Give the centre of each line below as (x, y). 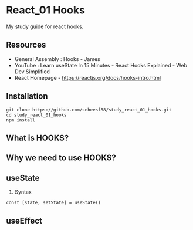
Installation (27, 97)
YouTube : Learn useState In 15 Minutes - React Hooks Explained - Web (101, 65)
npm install (21, 120)
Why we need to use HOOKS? (61, 158)
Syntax (23, 192)
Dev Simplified (32, 72)
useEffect (24, 221)
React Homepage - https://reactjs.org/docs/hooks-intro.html (88, 77)
